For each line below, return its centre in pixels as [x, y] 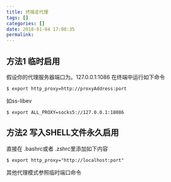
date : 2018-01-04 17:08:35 [41, 29]
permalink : [20, 35]
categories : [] [26, 23]
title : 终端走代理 [27, 12]
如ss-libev [19, 100]
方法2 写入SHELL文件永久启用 [63, 133]
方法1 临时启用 [33, 61]
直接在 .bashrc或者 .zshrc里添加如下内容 [57, 148]
